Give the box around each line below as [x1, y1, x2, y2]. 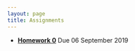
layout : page [7, 10, 46, 17]
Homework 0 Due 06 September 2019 [17, 36, 129, 44]
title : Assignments [7, 17, 65, 24]
